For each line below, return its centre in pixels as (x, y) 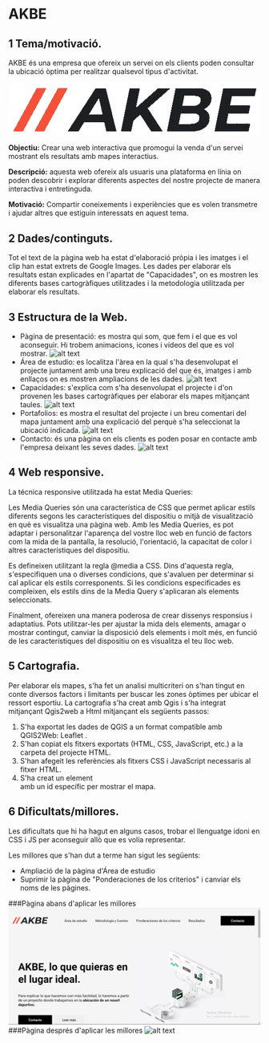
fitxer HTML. (40, 769)
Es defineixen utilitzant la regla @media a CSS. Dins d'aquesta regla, (121, 565)
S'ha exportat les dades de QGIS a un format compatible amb (121, 727)
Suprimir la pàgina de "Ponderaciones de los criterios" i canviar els (130, 879)
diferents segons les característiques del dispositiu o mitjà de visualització (131, 515)
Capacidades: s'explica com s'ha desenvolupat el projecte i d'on (126, 388)
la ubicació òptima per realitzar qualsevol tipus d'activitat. (103, 71)
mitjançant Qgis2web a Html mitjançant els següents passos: (109, 711)
